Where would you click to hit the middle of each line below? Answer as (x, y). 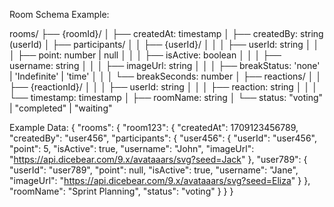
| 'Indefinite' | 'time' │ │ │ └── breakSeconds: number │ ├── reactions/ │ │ (165, 76)
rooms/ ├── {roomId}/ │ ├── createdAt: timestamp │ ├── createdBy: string (166, 33)
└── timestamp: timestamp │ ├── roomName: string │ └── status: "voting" (166, 97)
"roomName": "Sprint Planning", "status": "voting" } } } (121, 191)
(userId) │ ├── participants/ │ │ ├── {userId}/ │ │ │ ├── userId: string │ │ (164, 44)
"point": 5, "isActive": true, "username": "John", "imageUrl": (132, 148)
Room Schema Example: (59, 14)
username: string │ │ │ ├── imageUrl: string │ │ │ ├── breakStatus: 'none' (165, 65)
